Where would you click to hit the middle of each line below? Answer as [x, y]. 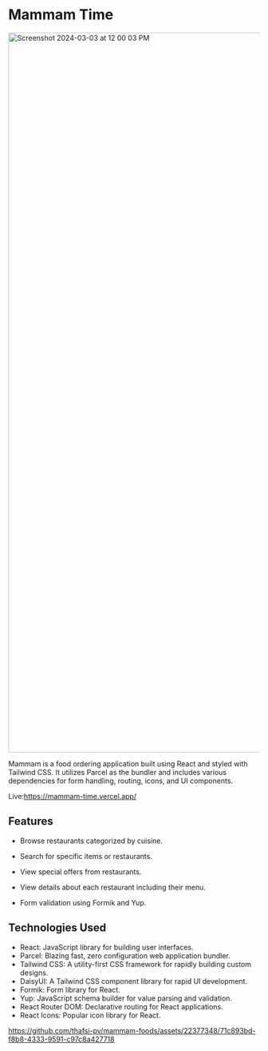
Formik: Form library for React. [70, 989]
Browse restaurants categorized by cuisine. [91, 841]
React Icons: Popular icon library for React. [90, 1015]
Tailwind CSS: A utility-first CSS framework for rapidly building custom [136, 964]
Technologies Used [57, 928]
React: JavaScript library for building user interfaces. [106, 947]
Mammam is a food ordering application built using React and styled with [128, 763]
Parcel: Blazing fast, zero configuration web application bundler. [125, 955]
